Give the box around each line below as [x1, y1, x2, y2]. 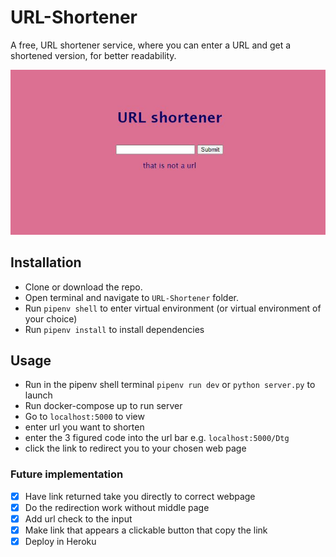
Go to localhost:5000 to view [24, 411, 145, 423]
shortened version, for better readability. [10, 49, 177, 61]
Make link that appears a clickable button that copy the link [24, 524, 268, 536]
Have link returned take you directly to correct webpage [24, 490, 256, 502]
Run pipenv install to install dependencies [24, 323, 205, 335]
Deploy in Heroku [24, 535, 97, 547]
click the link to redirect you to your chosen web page [24, 442, 247, 455]
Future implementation [10, 467, 124, 481]
